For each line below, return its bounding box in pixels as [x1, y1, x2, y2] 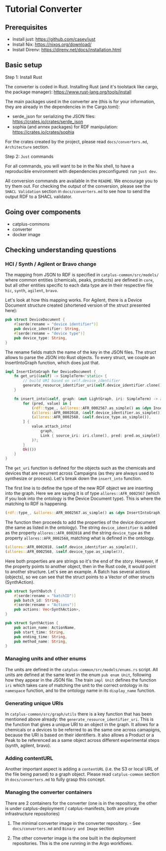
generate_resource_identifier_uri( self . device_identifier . [23, 383, 147, 388]
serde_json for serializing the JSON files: [12, 113, 96, 119]
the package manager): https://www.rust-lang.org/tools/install [5, 89, 132, 95]
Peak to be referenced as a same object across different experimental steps [5, 737, 160, 743]
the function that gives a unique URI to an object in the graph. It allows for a [5, 721, 159, 727]
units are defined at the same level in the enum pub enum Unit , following [5, 672, 152, 678]
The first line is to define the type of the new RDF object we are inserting [5, 485, 153, 491]
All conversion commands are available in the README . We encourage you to [5, 178, 158, 184]
